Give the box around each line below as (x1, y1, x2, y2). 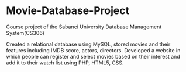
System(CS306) (6, 29, 45, 36)
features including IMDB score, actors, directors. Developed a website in (6, 46, 181, 53)
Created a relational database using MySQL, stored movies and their (6, 41, 171, 48)
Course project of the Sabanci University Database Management (6, 23, 162, 30)
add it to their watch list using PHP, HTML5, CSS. (6, 59, 124, 66)
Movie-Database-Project (6, 4, 130, 17)
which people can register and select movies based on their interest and (6, 53, 180, 60)
